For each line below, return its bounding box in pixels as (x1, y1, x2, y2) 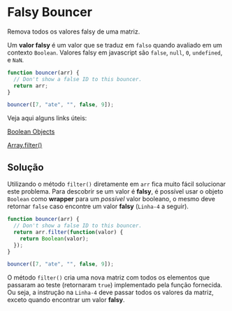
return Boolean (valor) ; (20, 235, 89, 242)
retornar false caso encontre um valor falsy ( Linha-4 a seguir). (7, 202, 189, 210)
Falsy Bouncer (7, 4, 93, 20)
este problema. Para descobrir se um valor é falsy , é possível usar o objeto (7, 187, 224, 196)
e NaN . (7, 55, 24, 64)
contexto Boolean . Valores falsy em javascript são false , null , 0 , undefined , (7, 48, 223, 57)
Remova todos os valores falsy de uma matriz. (7, 27, 140, 36)
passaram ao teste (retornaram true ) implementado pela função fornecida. (7, 281, 222, 289)
